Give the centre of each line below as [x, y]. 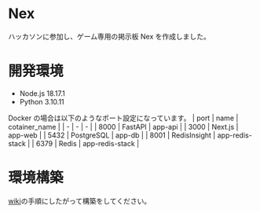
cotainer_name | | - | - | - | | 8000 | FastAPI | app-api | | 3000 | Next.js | [123, 127]
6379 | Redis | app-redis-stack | [88, 143]
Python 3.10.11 [42, 101]
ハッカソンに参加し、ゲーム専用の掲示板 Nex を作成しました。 [109, 36]
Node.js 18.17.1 [42, 93]
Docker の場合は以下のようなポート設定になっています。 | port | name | [123, 118]
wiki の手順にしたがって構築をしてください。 [80, 200]
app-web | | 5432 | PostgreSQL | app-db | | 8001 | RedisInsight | [112, 135]
